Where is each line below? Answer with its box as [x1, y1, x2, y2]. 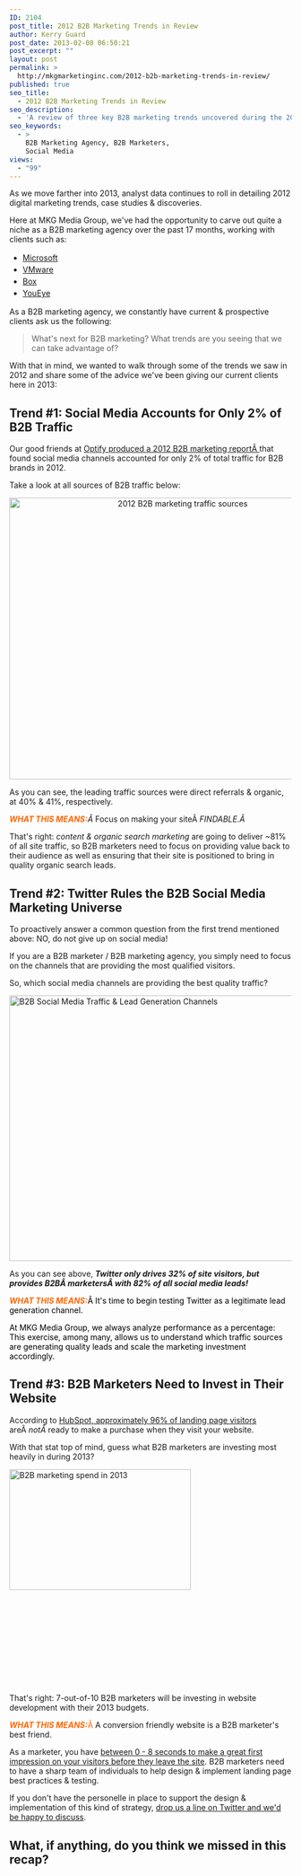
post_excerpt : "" [9, 47, 74, 56]
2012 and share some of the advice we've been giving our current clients [9, 370, 279, 381]
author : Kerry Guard [9, 30, 87, 39]
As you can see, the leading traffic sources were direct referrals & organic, [9, 787, 284, 797]
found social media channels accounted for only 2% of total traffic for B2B [9, 453, 284, 463]
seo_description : [9, 105, 74, 114]
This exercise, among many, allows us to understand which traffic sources [9, 1332, 284, 1343]
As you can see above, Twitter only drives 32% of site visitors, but [9, 1268, 260, 1279]
